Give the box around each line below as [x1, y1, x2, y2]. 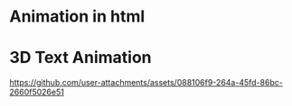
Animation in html [9, 6, 146, 27]
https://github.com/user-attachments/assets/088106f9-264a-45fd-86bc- [9, 77, 283, 88]
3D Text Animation [9, 48, 152, 68]
